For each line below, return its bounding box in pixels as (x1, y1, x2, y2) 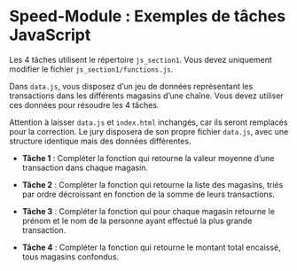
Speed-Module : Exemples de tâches (9, 6, 286, 27)
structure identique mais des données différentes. (9, 135, 191, 146)
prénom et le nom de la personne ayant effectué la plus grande (21, 215, 253, 226)
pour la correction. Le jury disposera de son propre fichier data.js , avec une (9, 126, 289, 136)
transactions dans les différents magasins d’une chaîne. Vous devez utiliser (9, 90, 284, 101)
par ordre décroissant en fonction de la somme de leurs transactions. (21, 189, 275, 199)
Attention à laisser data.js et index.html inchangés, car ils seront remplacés (9, 117, 288, 128)
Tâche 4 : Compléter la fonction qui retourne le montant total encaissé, (21, 242, 281, 252)
